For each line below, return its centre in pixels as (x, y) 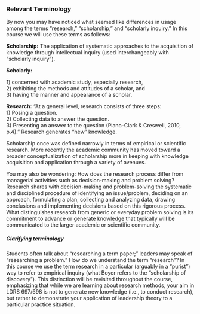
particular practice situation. (41, 304)
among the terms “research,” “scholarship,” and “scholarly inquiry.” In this (97, 28)
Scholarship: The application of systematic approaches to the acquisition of (100, 46)
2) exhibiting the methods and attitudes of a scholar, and (76, 89)
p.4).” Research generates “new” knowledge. (62, 132)
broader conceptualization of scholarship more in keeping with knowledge (98, 156)
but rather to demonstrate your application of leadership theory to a (89, 298)
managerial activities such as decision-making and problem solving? (90, 181)
